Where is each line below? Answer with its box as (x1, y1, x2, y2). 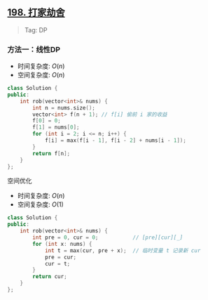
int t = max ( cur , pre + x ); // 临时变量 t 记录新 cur (44, 247, 201, 254)
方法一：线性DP (7, 44, 61, 54)
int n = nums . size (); (32, 104, 96, 111)
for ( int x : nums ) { (32, 240, 92, 247)
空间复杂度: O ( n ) (17, 71, 65, 79)
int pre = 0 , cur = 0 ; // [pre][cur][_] (32, 234, 183, 241)
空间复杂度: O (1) (17, 200, 64, 209)
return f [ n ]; (32, 150, 71, 157)
